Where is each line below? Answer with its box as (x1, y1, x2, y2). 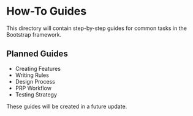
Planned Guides (6, 49, 69, 59)
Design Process (15, 78, 55, 85)
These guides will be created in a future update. (6, 103, 127, 110)
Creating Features (15, 65, 61, 72)
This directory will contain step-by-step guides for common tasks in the (6, 24, 187, 32)
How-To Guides (6, 4, 87, 18)
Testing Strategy (15, 90, 57, 98)
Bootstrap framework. (6, 31, 62, 38)
